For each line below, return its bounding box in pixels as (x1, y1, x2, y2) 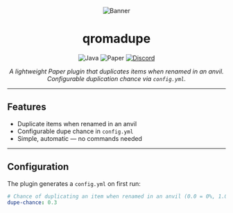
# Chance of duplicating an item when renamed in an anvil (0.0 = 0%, (7, 193, 216, 200)
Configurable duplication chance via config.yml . (46, 74, 186, 83)
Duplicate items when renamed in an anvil (17, 119, 137, 128)
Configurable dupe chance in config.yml (17, 127, 134, 135)
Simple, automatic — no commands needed (17, 134, 142, 142)
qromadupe (82, 31, 151, 46)
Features (7, 101, 46, 113)
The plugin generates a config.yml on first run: (7, 179, 141, 187)
